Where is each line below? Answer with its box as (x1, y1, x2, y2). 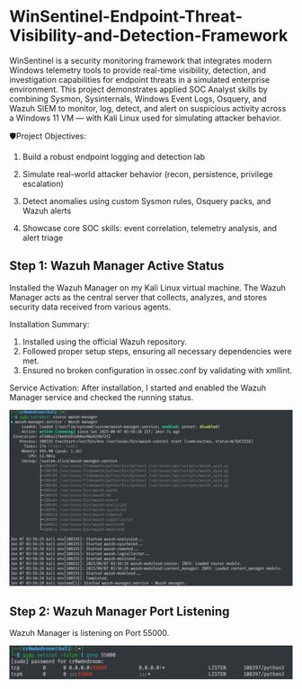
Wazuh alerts (22, 205, 72, 216)
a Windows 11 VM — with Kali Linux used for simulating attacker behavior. (9, 112, 281, 123)
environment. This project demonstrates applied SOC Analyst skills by (9, 84, 268, 94)
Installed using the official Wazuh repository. (22, 336, 187, 347)
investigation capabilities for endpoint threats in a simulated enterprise (9, 74, 271, 85)
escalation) (22, 178, 65, 189)
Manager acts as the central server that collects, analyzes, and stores (9, 291, 268, 302)
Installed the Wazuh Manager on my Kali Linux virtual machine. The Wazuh (9, 282, 286, 293)
